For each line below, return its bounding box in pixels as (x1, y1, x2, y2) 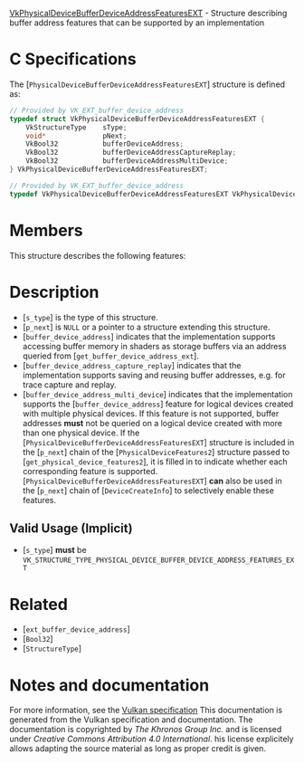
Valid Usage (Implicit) (9, 520, 133, 536)
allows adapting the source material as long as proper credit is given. (9, 743, 267, 754)
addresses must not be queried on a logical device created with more (22, 417, 283, 428)
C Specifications (9, 49, 138, 70)
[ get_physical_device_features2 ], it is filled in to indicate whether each (22, 456, 288, 467)
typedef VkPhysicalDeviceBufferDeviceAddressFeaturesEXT (9, 189, 229, 198)
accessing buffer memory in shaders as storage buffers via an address (22, 340, 287, 351)
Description (9, 281, 100, 302)
